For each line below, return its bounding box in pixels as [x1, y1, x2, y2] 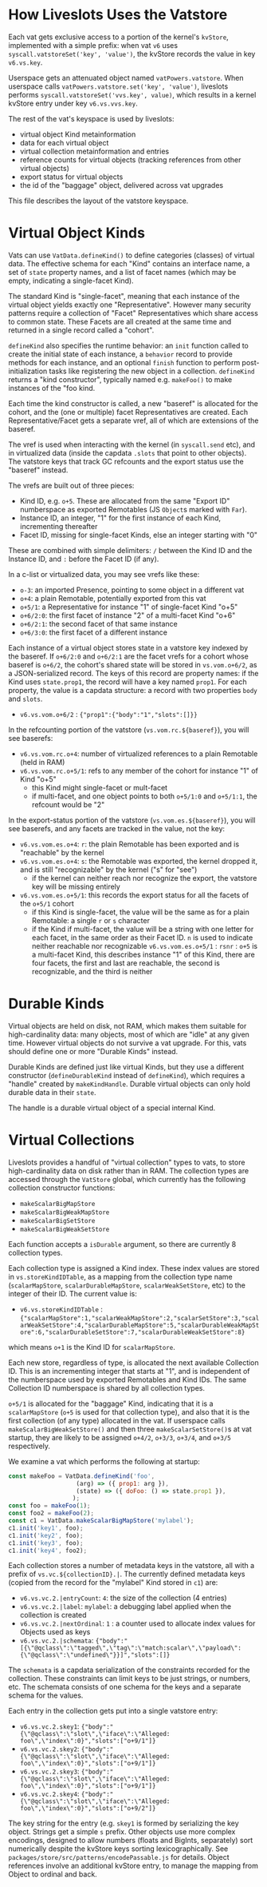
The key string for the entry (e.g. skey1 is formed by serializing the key [8, 1818, 239, 1828]
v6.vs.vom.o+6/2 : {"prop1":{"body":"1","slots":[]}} [19, 709, 198, 719]
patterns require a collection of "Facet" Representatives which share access [8, 308, 259, 317]
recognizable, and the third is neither [31, 966, 153, 976]
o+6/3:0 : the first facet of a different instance [19, 627, 167, 637]
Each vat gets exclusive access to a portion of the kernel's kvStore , [8, 32, 229, 42]
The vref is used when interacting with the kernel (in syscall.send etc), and [8, 440, 256, 449]
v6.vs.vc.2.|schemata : [19, 1636, 94, 1646]
